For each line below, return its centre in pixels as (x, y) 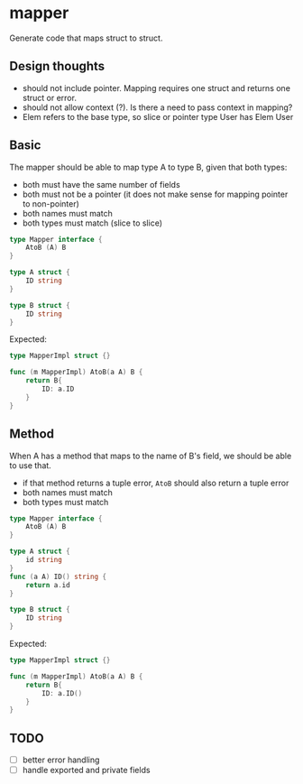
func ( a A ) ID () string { (58, 576)
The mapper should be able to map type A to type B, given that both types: (148, 167)
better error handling (61, 760)
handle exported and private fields (86, 770)
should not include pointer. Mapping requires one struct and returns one (156, 88)
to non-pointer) (50, 203)
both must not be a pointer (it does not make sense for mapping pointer (155, 194)
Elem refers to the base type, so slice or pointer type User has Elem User (158, 116)
